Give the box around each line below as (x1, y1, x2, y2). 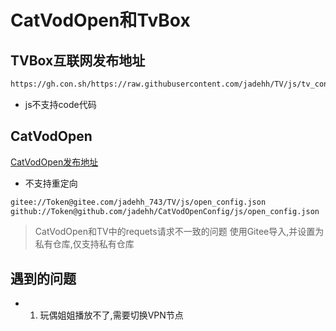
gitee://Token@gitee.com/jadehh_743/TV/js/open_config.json (10, 197, 267, 207)
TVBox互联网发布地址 (10, 52, 146, 69)
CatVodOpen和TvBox (10, 9, 191, 32)
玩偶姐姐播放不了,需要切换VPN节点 (39, 309, 184, 321)
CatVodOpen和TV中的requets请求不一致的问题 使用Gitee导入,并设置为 (34, 226, 325, 238)
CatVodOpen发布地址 (10, 156, 99, 168)
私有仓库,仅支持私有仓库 (34, 238, 135, 250)
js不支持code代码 (24, 98, 97, 110)
